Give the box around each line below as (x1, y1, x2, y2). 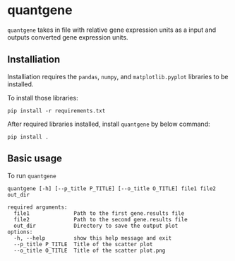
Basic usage (7, 153, 62, 165)
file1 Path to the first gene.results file (13, 209, 185, 217)
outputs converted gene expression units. (7, 33, 128, 41)
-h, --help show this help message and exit (13, 234, 172, 242)
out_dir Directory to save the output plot (13, 222, 179, 229)
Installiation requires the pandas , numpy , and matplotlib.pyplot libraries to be (7, 72, 229, 81)
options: (7, 228, 33, 236)
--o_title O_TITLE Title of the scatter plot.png (13, 247, 166, 254)
